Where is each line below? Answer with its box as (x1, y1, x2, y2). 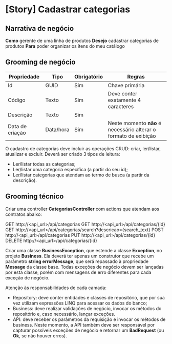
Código (8, 96, 26, 104)
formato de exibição (107, 132, 156, 139)
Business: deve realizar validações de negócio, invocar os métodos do (12, 305, 162, 311)
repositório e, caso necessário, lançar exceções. (12, 311, 116, 317)
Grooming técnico (5, 192, 64, 201)
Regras (127, 73, 145, 80)
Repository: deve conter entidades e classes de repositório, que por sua (12, 294, 165, 300)
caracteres (107, 103, 134, 110)
